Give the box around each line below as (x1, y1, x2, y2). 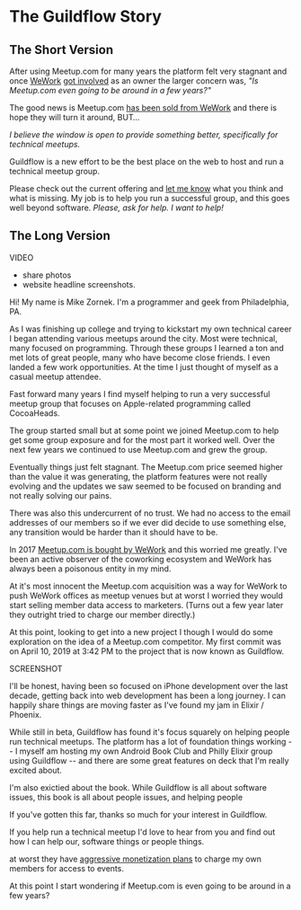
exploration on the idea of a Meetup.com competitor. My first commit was (9, 636, 281, 647)
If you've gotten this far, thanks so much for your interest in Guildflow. (9, 808, 268, 819)
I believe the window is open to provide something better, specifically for (9, 129, 279, 140)
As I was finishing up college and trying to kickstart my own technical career (9, 323, 292, 334)
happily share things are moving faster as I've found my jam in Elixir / (9, 699, 264, 711)
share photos (22, 269, 72, 280)
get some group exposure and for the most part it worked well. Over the (9, 434, 276, 446)
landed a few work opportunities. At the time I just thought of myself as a (9, 361, 279, 372)
